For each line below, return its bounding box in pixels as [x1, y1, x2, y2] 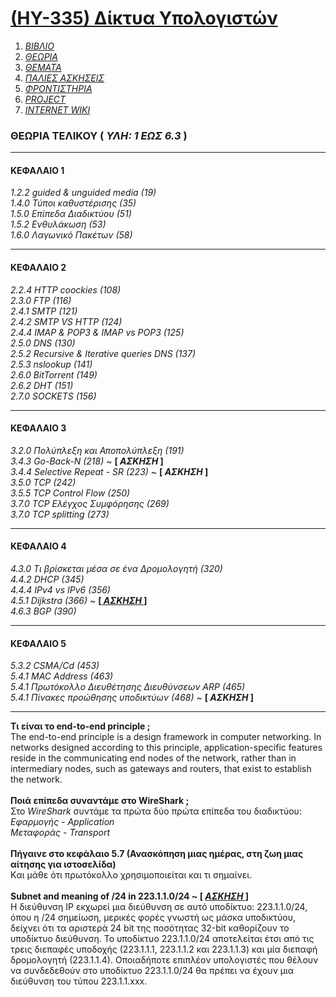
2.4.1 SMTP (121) [10, 305, 78, 317]
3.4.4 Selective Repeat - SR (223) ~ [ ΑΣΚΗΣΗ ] [10, 465, 209, 477]
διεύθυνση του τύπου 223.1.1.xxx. [10, 975, 148, 987]
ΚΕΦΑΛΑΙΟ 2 [10, 262, 67, 274]
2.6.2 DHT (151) [10, 379, 74, 391]
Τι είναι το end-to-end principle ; [10, 720, 151, 732]
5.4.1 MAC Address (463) [10, 670, 114, 682]
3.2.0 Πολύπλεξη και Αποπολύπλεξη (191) [10, 444, 185, 456]
